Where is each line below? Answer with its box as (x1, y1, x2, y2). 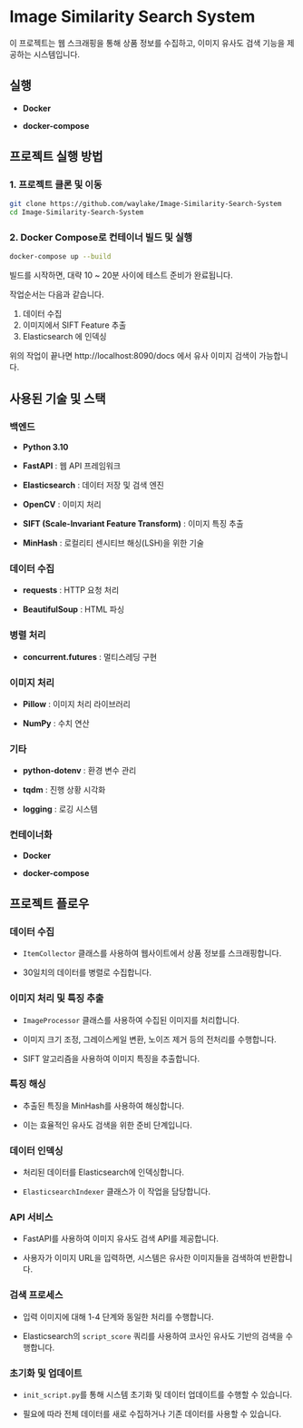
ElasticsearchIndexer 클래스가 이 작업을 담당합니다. (22, 1187, 211, 1197)
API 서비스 (9, 1211, 54, 1224)
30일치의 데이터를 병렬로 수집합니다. (22, 967, 152, 978)
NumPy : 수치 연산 (22, 717, 90, 728)
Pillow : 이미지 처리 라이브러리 (22, 698, 132, 709)
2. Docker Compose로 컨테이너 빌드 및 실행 (9, 231, 193, 244)
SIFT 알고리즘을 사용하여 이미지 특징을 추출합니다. (22, 1053, 200, 1064)
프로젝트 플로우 (9, 896, 90, 911)
